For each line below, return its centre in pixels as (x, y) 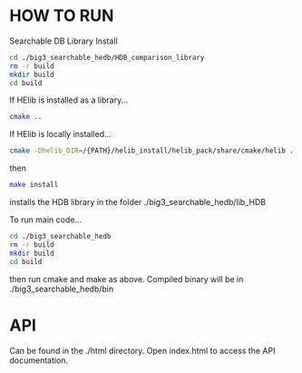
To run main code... (45, 220)
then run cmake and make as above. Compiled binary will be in (127, 279)
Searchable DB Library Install (63, 41)
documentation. (39, 360)
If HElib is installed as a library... (69, 100)
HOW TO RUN (62, 16)
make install (34, 185)
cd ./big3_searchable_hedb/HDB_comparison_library (107, 57)
